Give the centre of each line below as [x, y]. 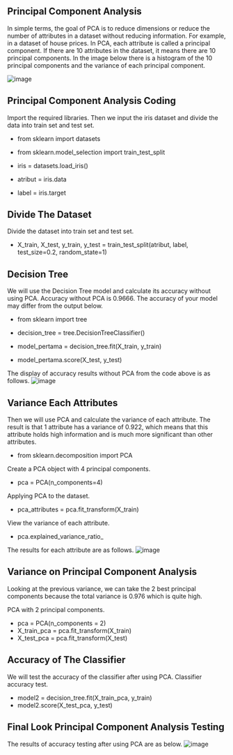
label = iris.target [41, 193]
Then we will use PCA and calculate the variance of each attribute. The [109, 420]
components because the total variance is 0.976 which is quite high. [105, 596]
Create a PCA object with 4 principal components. [79, 469]
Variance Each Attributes [63, 403]
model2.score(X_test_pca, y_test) [65, 705]
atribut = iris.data [42, 179]
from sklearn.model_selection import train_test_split [91, 152]
